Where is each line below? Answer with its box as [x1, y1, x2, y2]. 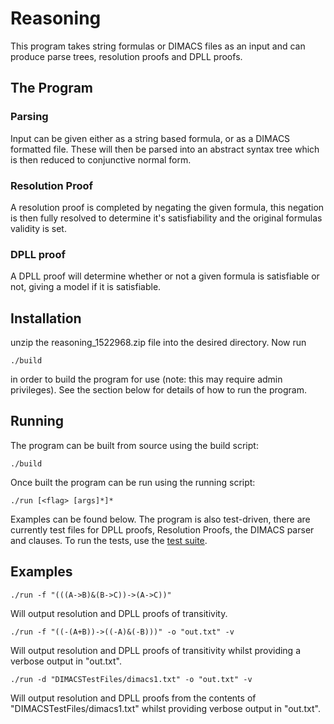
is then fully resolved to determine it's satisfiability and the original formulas [10, 212, 323, 224]
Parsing [10, 110, 49, 124]
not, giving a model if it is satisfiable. [10, 281, 162, 293]
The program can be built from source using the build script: [10, 439, 259, 451]
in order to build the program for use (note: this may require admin [10, 373, 283, 386]
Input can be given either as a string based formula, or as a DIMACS [10, 132, 291, 144]
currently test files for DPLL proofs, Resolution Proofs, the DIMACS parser [10, 523, 315, 536]
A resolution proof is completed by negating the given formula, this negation [10, 201, 325, 213]
